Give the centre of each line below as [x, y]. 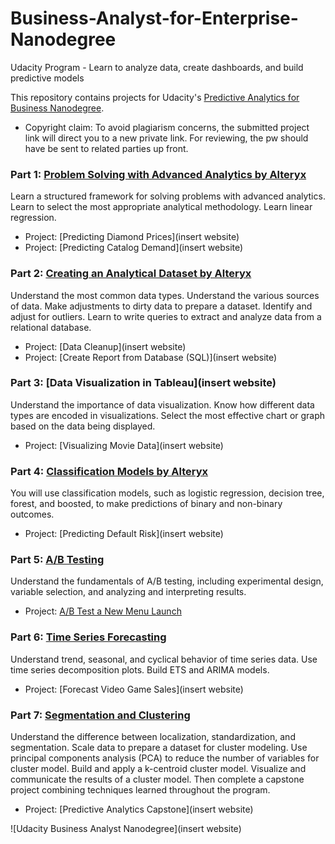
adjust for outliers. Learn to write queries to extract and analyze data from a [166, 316]
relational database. [51, 327]
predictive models [47, 78]
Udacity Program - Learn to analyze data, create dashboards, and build [157, 67]
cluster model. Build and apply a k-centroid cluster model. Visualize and [158, 769]
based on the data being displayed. [83, 426]
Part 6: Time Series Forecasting [88, 637]
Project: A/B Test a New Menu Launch [103, 611]
